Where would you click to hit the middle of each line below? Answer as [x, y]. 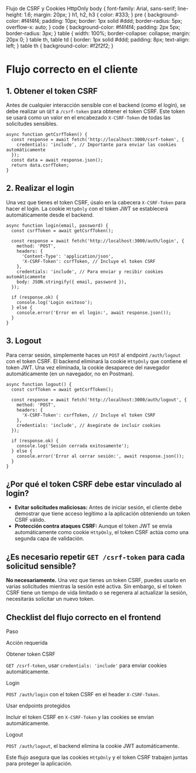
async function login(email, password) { [57, 225]
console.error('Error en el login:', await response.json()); [94, 313]
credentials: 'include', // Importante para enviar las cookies [97, 145]
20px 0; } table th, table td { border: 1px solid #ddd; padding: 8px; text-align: [98, 40]
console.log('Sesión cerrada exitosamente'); [73, 446]
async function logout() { [39, 384]
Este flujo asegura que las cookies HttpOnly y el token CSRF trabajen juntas [97, 757]
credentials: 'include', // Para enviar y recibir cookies [90, 272]
